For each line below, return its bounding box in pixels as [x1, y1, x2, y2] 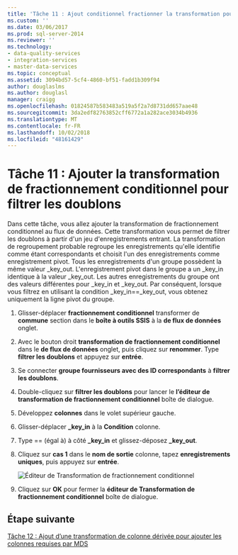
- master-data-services [7, 63, 78, 70]
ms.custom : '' [7, 17, 50, 24]
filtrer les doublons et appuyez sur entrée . [17, 352, 144, 361]
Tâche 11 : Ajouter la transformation [7, 166, 220, 182]
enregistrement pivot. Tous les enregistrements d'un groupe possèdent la [7, 257, 222, 266]
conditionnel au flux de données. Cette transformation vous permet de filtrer [7, 228, 230, 236]
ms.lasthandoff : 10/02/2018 [7, 129, 91, 136]
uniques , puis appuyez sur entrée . [17, 458, 119, 466]
